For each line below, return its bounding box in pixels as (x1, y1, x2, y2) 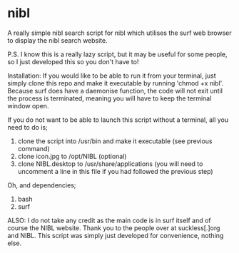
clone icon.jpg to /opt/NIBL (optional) (17, 152, 127, 160)
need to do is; (7, 123, 48, 131)
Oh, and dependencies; (7, 180, 76, 190)
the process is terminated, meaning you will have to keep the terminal (7, 94, 212, 103)
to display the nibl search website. (7, 36, 108, 44)
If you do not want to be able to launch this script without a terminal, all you (7, 115, 229, 124)
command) (17, 144, 50, 153)
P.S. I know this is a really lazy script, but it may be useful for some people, (7, 50, 228, 58)
